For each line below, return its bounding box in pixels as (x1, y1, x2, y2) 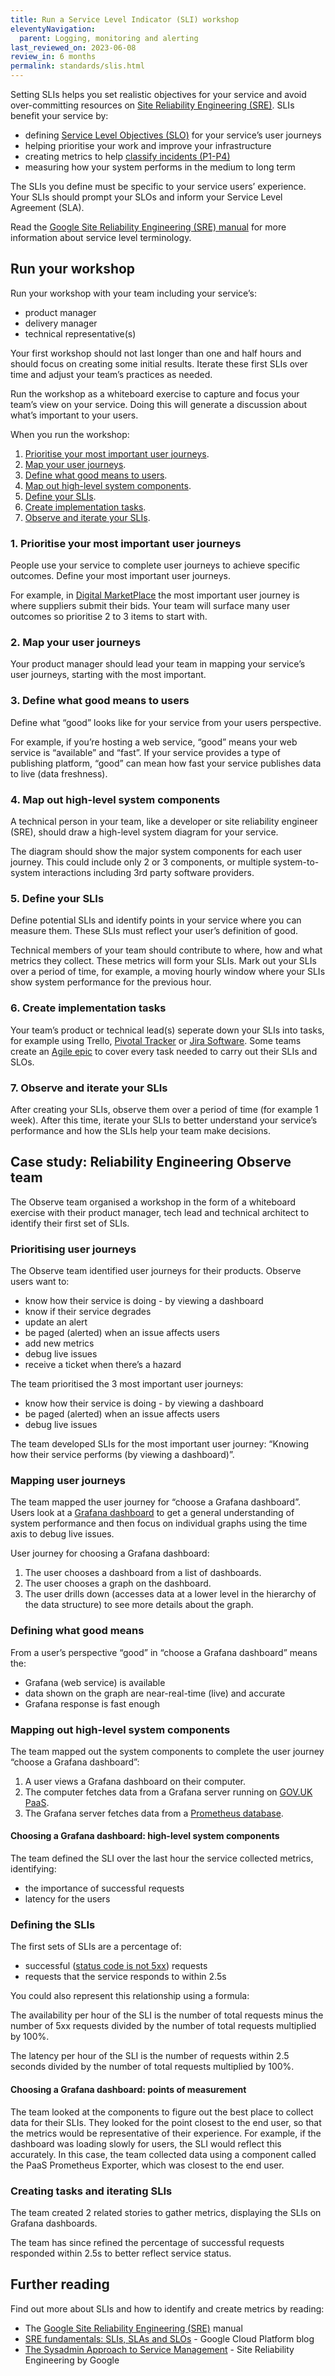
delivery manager (24, 317, 98, 329)
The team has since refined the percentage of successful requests (10, 2236, 285, 2248)
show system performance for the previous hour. (10, 976, 212, 988)
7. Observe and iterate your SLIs (10, 1081, 168, 1095)
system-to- (273, 856, 320, 868)
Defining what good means (10, 1624, 145, 1638)
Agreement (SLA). (10, 202, 85, 213)
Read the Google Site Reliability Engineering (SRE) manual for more (10, 221, 287, 233)
